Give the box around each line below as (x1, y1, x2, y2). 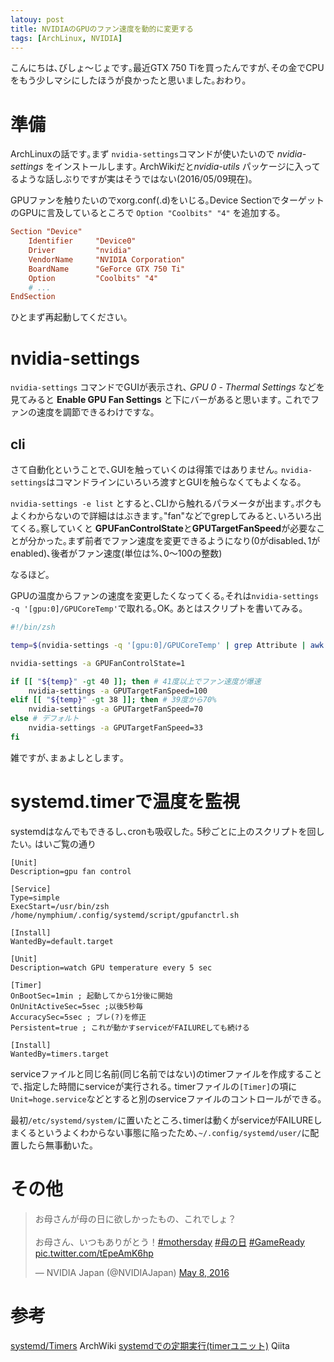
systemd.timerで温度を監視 (10, 791, 240, 813)
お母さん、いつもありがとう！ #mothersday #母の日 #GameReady (34, 1236, 305, 1248)
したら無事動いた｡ (18, 1139, 94, 1151)
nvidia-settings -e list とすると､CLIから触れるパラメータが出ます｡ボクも (10, 497, 322, 510)
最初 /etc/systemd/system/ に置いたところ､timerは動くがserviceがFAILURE (10, 1114, 314, 1126)
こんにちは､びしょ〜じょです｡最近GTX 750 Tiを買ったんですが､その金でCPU (10, 62, 325, 74)
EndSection (10, 292, 56, 302)
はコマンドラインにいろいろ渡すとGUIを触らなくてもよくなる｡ (46, 476, 302, 488)
